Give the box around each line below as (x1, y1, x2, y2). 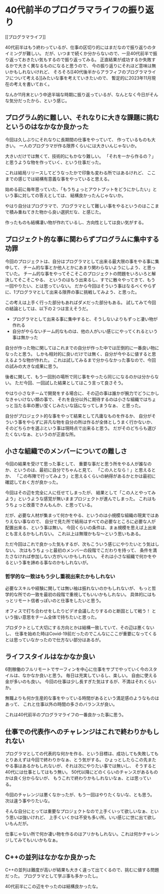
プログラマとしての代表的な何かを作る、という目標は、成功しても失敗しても (5, 751, 159, 757)
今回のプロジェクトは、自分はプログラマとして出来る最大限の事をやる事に (5, 258, 155, 264)
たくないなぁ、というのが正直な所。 (5, 431, 78, 437)
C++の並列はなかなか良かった (5, 853, 96, 861)
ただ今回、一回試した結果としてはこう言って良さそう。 (14, 380, 126, 386)
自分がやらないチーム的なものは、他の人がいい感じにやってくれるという (12, 328, 158, 334)
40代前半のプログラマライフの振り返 (5, 4, 154, 16)
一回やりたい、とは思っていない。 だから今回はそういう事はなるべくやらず (5, 283, 156, 289)
